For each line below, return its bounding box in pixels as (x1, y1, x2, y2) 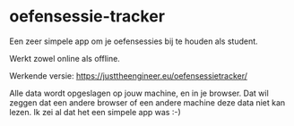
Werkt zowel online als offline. (9, 53, 121, 63)
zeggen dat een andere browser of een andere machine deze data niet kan (9, 97, 286, 108)
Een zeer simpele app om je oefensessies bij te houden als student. (9, 36, 258, 46)
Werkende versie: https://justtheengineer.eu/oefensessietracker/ (9, 70, 248, 81)
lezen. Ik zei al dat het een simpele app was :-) (9, 106, 181, 117)
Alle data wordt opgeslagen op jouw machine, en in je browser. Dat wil (9, 88, 269, 98)
